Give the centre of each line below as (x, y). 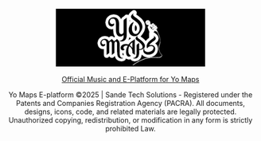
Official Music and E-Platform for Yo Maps (130, 80)
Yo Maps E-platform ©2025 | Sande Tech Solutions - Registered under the (130, 95)
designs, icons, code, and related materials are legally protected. (130, 112)
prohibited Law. (130, 129)
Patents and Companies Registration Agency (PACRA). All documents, (130, 104)
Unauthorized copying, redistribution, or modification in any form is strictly (130, 120)
